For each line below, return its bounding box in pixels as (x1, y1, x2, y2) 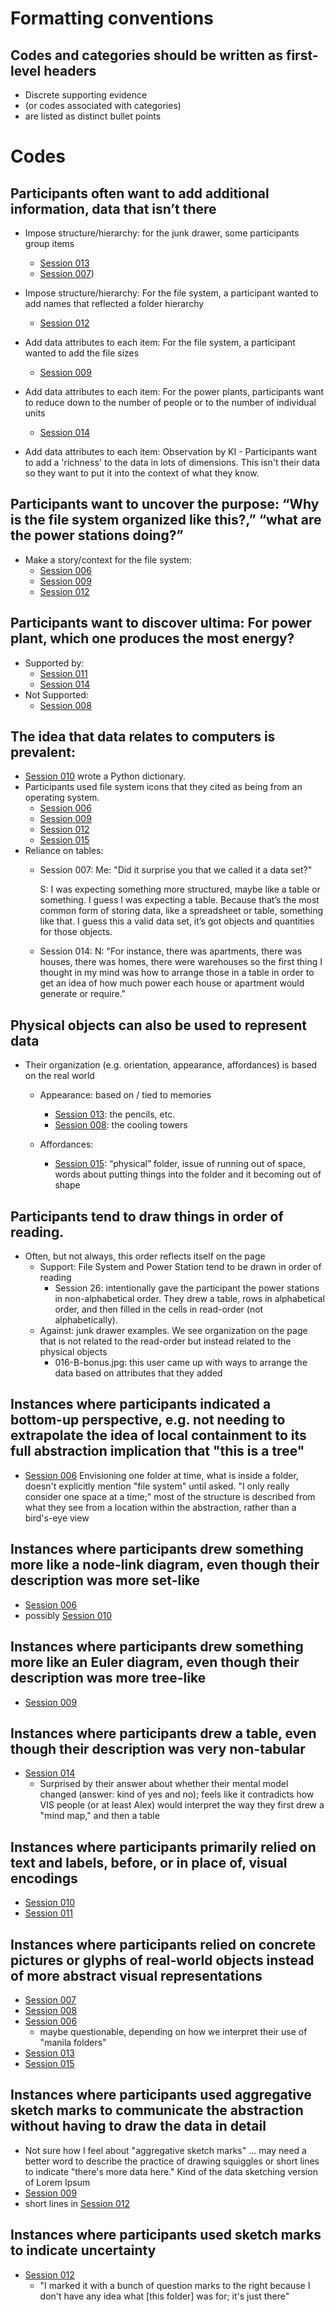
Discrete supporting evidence (24, 89, 148, 101)
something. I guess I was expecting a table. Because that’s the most (39, 894, 320, 906)
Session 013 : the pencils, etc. (54, 1108, 176, 1121)
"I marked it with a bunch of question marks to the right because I (39, 2279, 311, 2291)
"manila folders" (39, 2036, 107, 2048)
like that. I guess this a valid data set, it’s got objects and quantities (39, 915, 315, 927)
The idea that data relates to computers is (10, 728, 276, 746)
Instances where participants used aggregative (10, 2087, 312, 2104)
